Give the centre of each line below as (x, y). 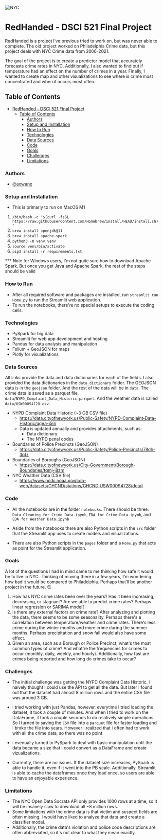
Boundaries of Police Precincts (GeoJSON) (55, 444)
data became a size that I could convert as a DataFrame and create (79, 748)
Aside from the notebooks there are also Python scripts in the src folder (84, 528)
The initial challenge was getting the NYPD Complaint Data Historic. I (81, 682)
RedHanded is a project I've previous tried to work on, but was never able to (81, 41)
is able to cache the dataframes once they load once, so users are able (83, 773)
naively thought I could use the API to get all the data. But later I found (82, 687)
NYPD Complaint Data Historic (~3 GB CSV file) (60, 413)
